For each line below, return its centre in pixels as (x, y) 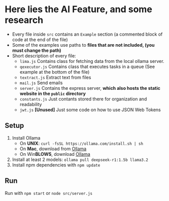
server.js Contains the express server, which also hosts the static (90, 88)
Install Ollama (26, 138)
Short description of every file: (44, 56)
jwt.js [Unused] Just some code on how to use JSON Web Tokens (90, 110)
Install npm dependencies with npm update (56, 165)
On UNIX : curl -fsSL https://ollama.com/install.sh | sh (81, 143)
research (24, 20)
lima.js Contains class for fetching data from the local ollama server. (92, 61)
